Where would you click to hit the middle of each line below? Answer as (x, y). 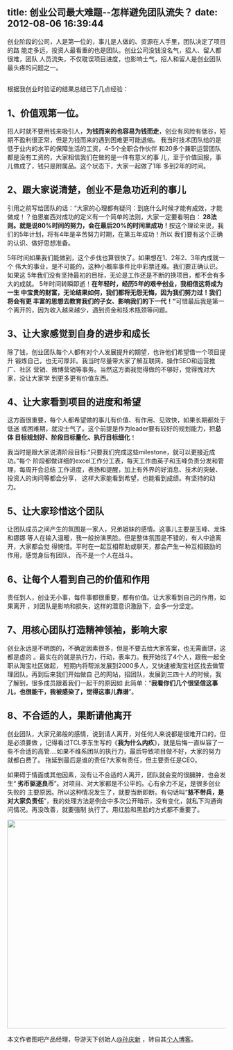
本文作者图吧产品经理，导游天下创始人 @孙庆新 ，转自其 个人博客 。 (102, 1039)
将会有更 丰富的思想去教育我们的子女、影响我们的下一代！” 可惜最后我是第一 (116, 301)
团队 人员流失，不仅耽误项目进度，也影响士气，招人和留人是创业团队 (123, 58)
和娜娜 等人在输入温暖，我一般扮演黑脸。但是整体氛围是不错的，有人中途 (111, 538)
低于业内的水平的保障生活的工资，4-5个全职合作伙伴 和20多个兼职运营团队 (114, 149)
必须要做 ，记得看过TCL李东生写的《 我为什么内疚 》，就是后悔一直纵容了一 (118, 742)
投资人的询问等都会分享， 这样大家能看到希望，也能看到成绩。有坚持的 (108, 478)
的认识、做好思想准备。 (41, 243)
